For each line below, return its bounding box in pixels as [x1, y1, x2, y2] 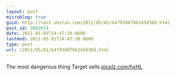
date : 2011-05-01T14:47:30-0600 [6, 31, 86, 37]
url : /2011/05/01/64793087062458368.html [6, 47, 110, 53]
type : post [6, 42, 33, 48]
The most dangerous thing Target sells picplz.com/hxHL [6, 63, 143, 70]
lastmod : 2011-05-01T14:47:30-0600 [6, 36, 94, 42]
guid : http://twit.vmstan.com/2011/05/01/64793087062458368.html [6, 19, 170, 25]
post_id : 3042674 [6, 25, 49, 31]
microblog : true [6, 14, 46, 20]
